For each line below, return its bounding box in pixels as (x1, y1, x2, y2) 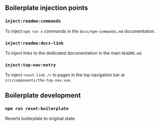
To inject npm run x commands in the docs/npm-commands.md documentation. (5, 28, 156, 34)
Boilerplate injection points (5, 4, 88, 12)
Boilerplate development (5, 91, 81, 99)
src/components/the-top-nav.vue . (5, 77, 72, 83)
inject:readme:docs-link (5, 40, 64, 46)
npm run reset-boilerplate (5, 106, 69, 111)
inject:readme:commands (5, 18, 62, 24)
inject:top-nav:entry (5, 62, 56, 67)
